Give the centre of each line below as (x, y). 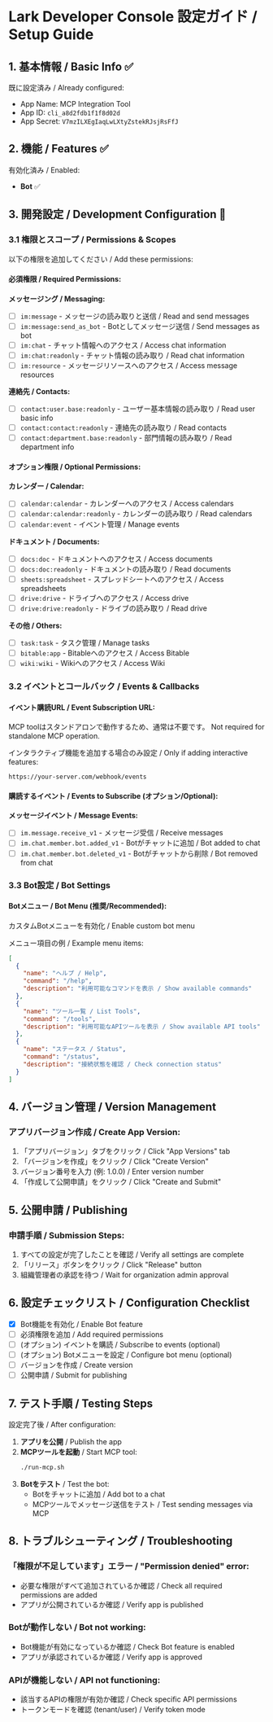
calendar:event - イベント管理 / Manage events (100, 524)
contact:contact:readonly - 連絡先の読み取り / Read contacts (123, 427)
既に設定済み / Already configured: (66, 88)
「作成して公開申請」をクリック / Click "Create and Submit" (121, 1182)
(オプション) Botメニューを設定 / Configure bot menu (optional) (126, 1354)
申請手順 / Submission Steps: (67, 1235)
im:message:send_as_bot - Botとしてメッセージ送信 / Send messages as (140, 326)
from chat (37, 862)
